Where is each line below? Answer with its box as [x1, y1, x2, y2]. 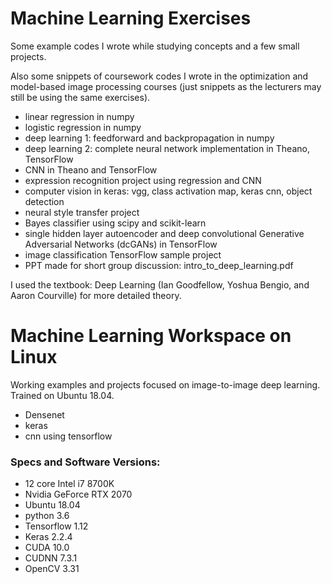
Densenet [24, 408, 65, 421]
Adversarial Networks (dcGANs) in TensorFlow [24, 238, 218, 250]
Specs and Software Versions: [10, 455, 161, 469]
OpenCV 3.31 [24, 563, 80, 575]
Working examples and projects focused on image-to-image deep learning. [10, 378, 321, 391]
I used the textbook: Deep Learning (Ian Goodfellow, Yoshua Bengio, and [10, 278, 310, 291]
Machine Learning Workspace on [10, 325, 292, 347]
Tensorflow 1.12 [24, 520, 89, 532]
